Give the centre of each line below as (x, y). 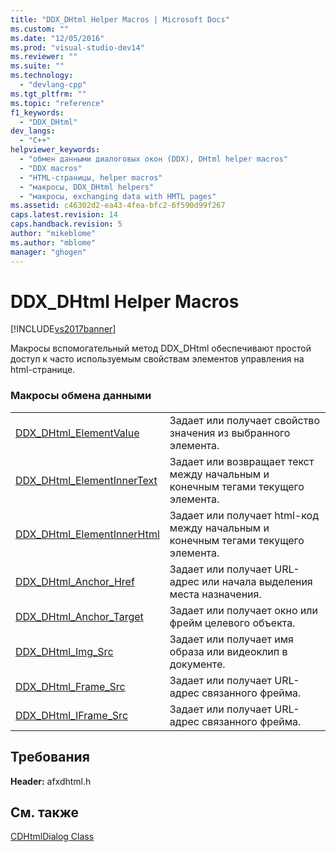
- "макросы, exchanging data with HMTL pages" (118, 196)
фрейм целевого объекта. (232, 623)
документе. (197, 664)
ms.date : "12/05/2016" (57, 38)
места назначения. (215, 594)
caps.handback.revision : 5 (66, 224)
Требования (50, 757)
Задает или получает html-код (244, 515)
